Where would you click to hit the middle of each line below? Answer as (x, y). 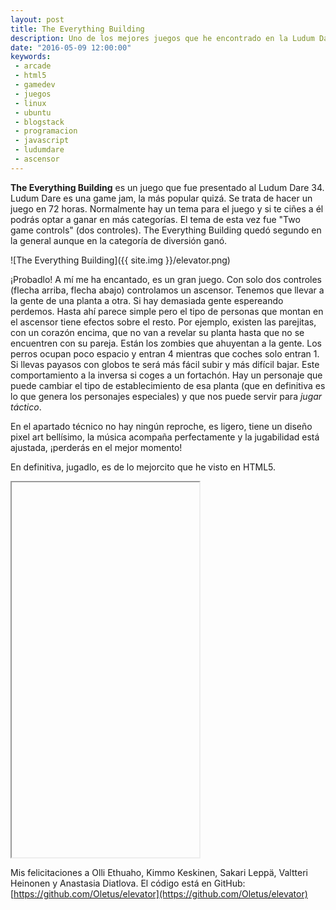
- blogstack (39, 122)
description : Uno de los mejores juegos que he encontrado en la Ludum (162, 38)
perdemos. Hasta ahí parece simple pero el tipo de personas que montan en (167, 311)
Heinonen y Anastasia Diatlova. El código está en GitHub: (128, 883)
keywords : (31, 57)
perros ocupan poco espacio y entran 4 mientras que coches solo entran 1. (165, 353)
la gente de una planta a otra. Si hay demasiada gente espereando (147, 300)
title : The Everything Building (77, 29)
